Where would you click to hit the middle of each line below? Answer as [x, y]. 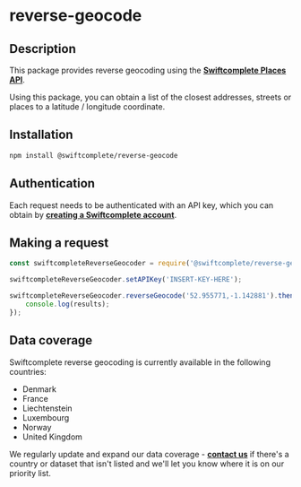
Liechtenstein [47, 408]
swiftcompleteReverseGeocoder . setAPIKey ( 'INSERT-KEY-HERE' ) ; [126, 280]
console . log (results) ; [68, 304]
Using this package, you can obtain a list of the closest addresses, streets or [150, 97]
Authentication [52, 183]
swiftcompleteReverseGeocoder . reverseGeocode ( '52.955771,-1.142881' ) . [144, 296]
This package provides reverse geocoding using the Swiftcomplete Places [148, 70]
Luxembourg [46, 417]
